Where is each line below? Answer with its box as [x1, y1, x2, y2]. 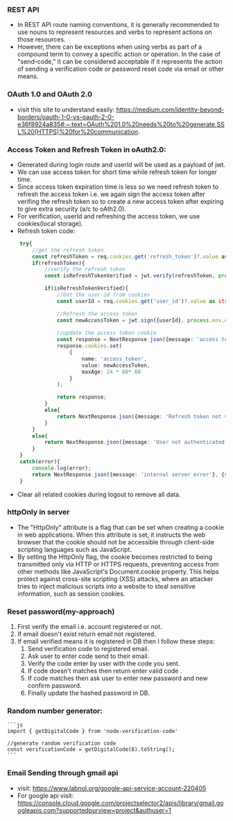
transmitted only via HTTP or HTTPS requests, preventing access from [17, 560, 220, 568]
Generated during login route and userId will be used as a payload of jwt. [17, 160, 226, 168]
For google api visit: [17, 791, 74, 800]
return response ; [56, 394, 107, 401]
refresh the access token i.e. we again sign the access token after [17, 189, 206, 198]
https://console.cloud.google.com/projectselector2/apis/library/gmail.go [17, 799, 224, 807]
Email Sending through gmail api [7, 768, 119, 778]
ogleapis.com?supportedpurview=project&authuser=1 [17, 806, 171, 814]
